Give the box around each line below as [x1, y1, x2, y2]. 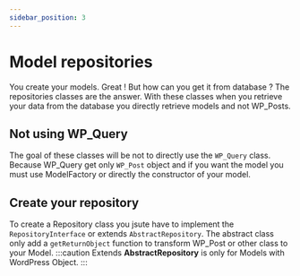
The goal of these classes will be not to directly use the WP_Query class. [9, 150, 271, 161]
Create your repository [9, 194, 140, 211]
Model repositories [9, 51, 153, 72]
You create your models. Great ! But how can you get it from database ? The [9, 82, 290, 92]
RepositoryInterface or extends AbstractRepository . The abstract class [9, 229, 275, 239]
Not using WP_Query [9, 126, 128, 142]
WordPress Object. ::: [9, 257, 88, 268]
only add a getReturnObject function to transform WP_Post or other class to [9, 238, 288, 249]
